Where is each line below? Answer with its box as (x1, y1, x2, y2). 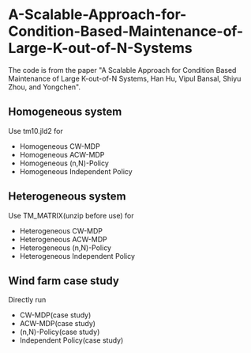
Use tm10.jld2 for (8, 126, 63, 135)
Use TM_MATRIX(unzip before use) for (8, 211, 134, 220)
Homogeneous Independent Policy (19, 166, 133, 176)
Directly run (8, 295, 47, 305)
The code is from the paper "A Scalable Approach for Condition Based (8, 65, 237, 74)
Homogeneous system (8, 105, 122, 119)
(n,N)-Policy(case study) (19, 327, 100, 337)
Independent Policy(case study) (19, 336, 124, 345)
